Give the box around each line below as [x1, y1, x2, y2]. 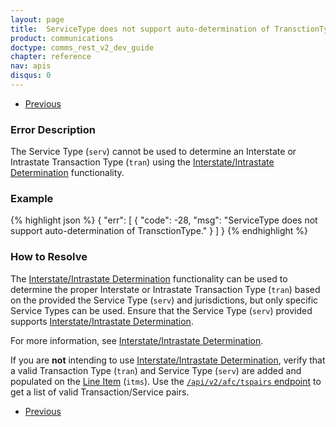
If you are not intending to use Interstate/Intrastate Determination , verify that [10, 354, 326, 366]
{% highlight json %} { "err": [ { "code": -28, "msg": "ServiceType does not [10, 214, 318, 226]
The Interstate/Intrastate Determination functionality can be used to [10, 272, 288, 285]
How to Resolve [10, 250, 88, 264]
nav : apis [10, 61, 52, 71]
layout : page [10, 14, 65, 25]
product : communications [10, 33, 114, 43]
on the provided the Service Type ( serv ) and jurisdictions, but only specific [10, 294, 319, 306]
